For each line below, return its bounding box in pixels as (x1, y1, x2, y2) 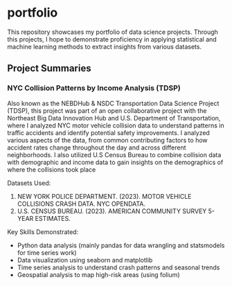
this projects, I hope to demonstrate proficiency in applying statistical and (7, 35, 217, 43)
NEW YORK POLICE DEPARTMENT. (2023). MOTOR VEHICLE (17, 192, 192, 200)
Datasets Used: (7, 179, 51, 187)
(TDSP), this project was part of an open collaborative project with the (7, 106, 207, 115)
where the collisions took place (7, 165, 96, 174)
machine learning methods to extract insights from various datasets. (7, 42, 202, 51)
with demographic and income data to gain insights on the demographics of (7, 158, 224, 166)
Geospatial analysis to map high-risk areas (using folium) (17, 270, 180, 278)
